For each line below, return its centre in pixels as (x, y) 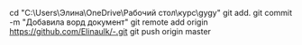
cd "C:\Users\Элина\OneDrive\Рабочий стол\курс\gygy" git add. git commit (151, 13)
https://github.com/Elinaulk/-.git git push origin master (110, 31)
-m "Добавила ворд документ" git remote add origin (109, 22)
